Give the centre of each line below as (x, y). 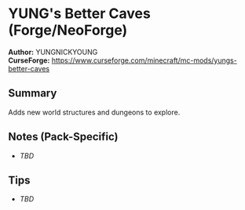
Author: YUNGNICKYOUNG (53, 52)
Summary (33, 94)
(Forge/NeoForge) (68, 30)
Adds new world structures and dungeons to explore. (94, 112)
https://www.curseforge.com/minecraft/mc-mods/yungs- (144, 60)
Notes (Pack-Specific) (63, 137)
